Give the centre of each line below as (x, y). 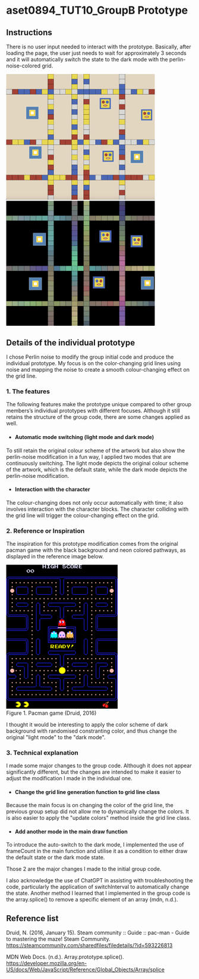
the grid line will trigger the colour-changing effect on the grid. (83, 515)
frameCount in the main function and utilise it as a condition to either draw (97, 851)
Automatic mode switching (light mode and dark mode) (84, 437)
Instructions (29, 33)
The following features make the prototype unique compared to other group (99, 404)
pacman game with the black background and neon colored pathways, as (96, 550)
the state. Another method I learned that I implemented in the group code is (98, 893)
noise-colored (23, 66)
